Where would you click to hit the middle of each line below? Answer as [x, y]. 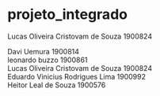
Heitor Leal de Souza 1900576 [57, 85]
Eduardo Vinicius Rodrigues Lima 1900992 [77, 76]
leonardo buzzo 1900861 [48, 60]
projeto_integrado [68, 15]
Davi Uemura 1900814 [44, 51]
